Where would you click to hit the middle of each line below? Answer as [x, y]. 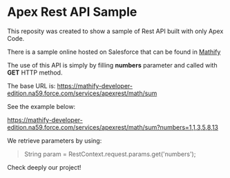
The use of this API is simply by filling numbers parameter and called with [112, 65]
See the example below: [41, 106]
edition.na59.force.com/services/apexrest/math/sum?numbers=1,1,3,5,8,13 [113, 127]
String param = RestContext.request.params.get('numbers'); [110, 154]
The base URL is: [31, 86]
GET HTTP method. [35, 72]
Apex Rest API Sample [72, 12]
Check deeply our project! [44, 167]
